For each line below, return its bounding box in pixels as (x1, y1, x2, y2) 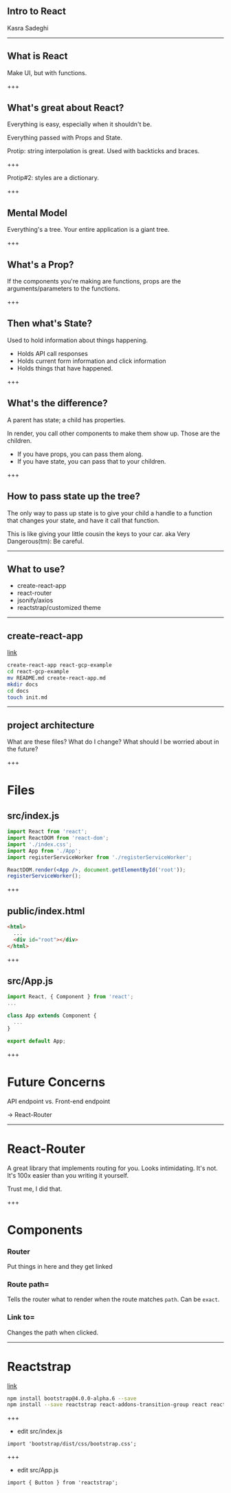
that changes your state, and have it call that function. (7, 516, 160, 524)
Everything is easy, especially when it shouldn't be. (7, 120, 153, 128)
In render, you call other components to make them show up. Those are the (7, 429, 221, 437)
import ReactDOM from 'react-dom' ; (7, 835, 109, 842)
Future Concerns (7, 1074, 105, 1089)
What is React (7, 50, 68, 62)
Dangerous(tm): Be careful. (7, 537, 85, 545)
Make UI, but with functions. (7, 68, 87, 77)
